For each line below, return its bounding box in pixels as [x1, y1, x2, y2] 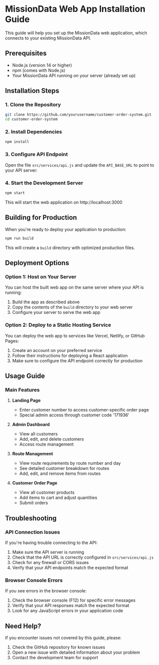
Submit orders [19, 500, 48, 506]
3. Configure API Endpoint [5, 151, 68, 158]
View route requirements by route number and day [19, 460, 121, 466]
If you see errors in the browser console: [5, 588, 87, 594]
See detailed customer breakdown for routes [19, 466, 110, 471]
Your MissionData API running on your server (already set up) [12, 72, 136, 78]
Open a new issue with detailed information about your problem [12, 649, 140, 655]
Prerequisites [5, 49, 47, 58]
